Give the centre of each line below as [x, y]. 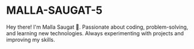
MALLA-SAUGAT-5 [54, 10]
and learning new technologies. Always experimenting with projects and [95, 33]
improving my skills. [31, 39]
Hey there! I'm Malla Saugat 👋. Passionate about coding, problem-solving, [97, 27]
